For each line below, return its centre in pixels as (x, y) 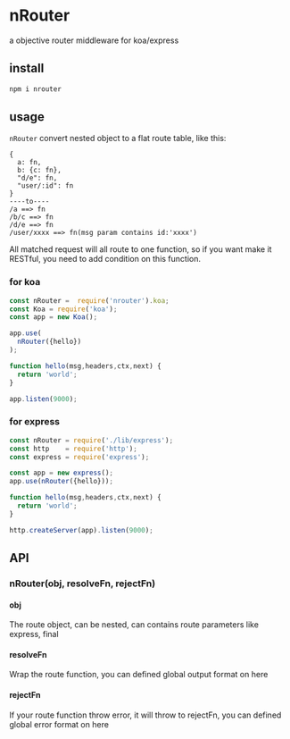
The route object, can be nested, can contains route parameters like (134, 625)
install (27, 68)
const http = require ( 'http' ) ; (74, 449)
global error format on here (59, 724)
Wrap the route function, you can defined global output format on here (139, 675)
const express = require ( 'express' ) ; (79, 457)
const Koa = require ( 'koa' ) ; (63, 309)
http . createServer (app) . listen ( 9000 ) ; (81, 530)
